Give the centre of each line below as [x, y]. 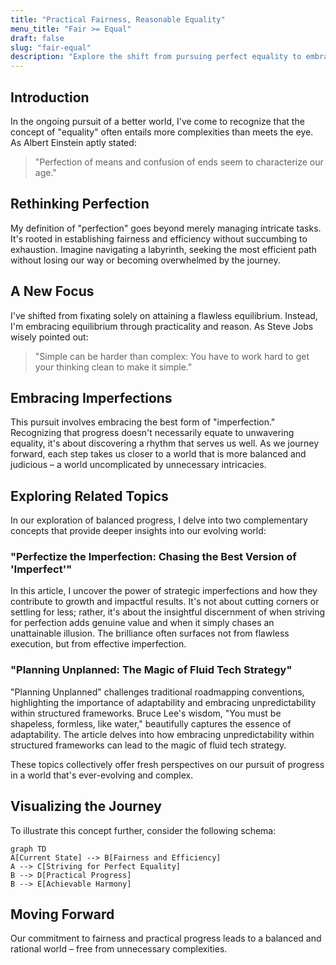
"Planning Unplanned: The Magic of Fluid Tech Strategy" [151, 670]
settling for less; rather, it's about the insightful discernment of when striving [168, 612]
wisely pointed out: [49, 337]
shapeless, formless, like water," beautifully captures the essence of [151, 723]
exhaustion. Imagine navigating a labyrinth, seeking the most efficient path [163, 249]
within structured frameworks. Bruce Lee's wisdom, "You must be [146, 713]
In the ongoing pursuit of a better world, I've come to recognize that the [157, 121]
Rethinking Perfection [80, 204]
